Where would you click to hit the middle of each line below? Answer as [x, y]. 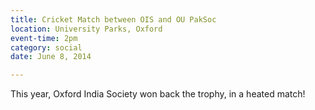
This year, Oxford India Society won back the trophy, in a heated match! [158, 94]
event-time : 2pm [44, 38]
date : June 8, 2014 [51, 57]
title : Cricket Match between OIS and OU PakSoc [113, 19]
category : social [46, 47]
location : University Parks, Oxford [86, 29]
